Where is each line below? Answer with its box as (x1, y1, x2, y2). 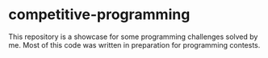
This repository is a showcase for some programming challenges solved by (8, 32, 258, 41)
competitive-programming (8, 6, 191, 24)
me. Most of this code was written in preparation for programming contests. (8, 40, 261, 49)
